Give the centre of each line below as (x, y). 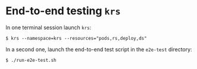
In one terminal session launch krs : (49, 27)
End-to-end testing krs (63, 11)
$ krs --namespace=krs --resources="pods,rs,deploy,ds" (76, 38)
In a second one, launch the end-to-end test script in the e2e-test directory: (99, 49)
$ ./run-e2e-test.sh (31, 60)
